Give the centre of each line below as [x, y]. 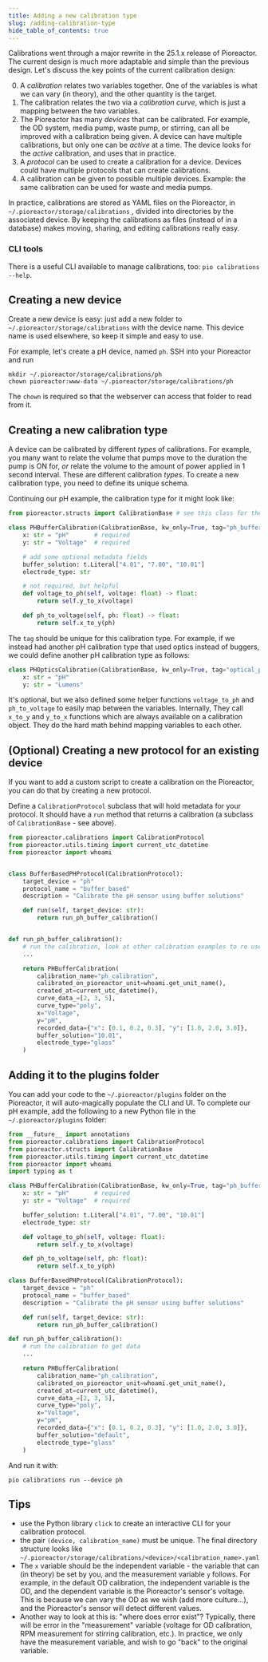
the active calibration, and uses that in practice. [98, 153]
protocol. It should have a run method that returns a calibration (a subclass [131, 814]
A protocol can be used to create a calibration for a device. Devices [130, 162]
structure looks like [51, 1549]
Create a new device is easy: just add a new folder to [95, 319]
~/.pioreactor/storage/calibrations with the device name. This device [126, 327]
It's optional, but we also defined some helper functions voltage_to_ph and [131, 700]
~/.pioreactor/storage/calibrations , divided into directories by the [121, 212]
